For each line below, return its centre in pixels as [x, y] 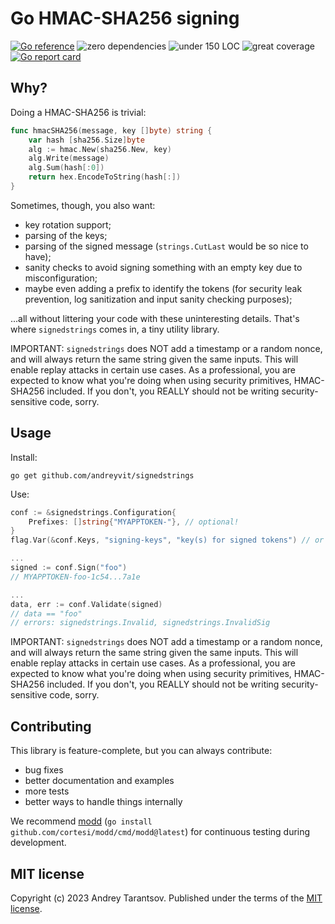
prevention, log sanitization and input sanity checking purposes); [158, 299]
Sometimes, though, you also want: [83, 205]
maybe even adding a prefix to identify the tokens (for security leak [163, 288]
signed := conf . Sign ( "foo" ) [69, 568]
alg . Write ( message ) [69, 158]
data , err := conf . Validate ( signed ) [86, 604]
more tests [47, 791]
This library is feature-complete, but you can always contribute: [141, 751]
